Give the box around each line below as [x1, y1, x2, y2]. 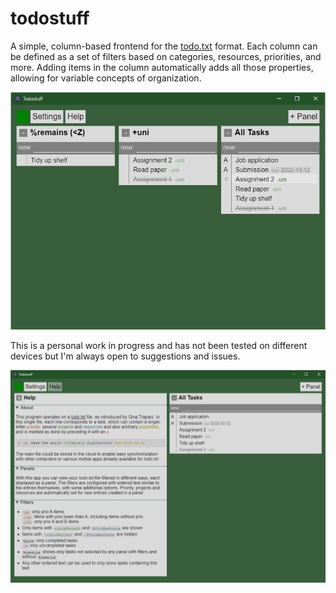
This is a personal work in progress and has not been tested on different [10, 339, 308, 351]
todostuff [10, 7, 90, 30]
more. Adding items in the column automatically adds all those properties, [10, 61, 314, 73]
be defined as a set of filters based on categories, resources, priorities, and [10, 50, 322, 62]
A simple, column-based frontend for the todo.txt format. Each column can [10, 40, 318, 52]
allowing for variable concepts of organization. [10, 72, 202, 84]
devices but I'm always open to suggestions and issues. [10, 350, 241, 362]
